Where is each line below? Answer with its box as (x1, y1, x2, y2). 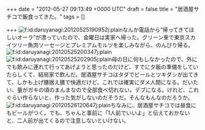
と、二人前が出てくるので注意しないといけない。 (6, 117, 130, 124)
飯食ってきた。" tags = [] (22, 13, 86, 20)
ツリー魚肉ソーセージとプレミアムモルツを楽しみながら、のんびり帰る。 (11, 42, 194, 48)
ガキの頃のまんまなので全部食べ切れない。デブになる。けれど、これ (27, 86, 199, 93)
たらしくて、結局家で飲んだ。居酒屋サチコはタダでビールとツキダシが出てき (6, 71, 199, 78)
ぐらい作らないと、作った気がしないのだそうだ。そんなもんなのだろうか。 (6, 94, 193, 101)
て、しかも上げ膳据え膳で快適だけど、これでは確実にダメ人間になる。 (6, 78, 182, 86)
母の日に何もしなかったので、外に (111, 56, 198, 63)
